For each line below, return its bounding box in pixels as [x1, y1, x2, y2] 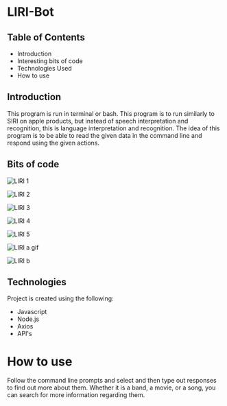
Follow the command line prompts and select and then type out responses [7, 377, 217, 385]
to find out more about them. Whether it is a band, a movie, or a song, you [7, 383, 216, 392]
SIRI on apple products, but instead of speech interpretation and [7, 117, 189, 125]
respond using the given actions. [7, 139, 100, 147]
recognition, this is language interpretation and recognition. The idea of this [7, 124, 221, 132]
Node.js [16, 315, 40, 323]
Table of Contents [7, 32, 86, 43]
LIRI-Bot [7, 4, 54, 20]
